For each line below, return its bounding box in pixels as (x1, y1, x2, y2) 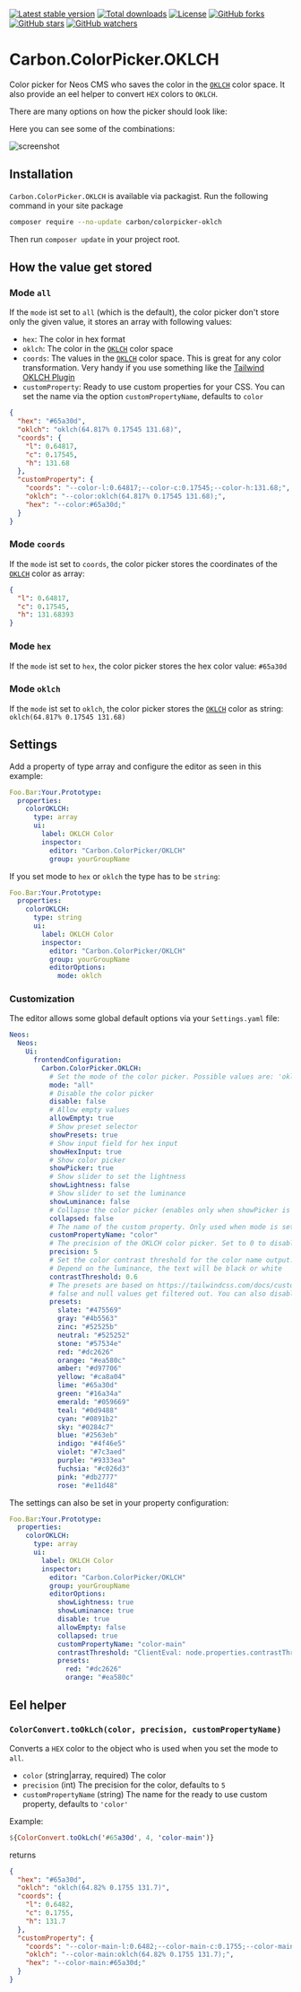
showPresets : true (48, 1131, 118, 1140)
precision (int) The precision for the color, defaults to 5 (21, 1779, 226, 1790)
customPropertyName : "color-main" (56, 1639, 186, 1648)
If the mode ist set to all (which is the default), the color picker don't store (9, 307, 279, 318)
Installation (9, 167, 73, 182)
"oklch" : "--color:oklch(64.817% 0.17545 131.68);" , (25, 492, 227, 502)
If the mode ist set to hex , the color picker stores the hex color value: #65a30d (9, 660, 288, 671)
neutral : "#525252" (56, 1331, 130, 1340)
